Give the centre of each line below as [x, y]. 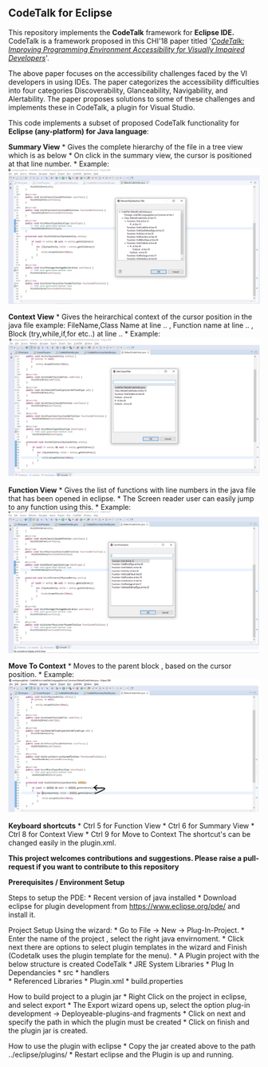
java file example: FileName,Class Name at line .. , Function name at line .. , [131, 325]
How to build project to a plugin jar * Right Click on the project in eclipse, [128, 997]
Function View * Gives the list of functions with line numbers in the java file [132, 490]
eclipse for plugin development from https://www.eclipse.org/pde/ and [124, 906]
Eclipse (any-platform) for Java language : [79, 131]
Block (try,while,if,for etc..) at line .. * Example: [85, 333]
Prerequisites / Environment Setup [67, 882]
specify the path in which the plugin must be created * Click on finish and [129, 1022]
